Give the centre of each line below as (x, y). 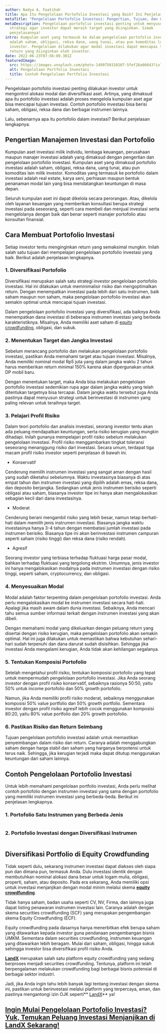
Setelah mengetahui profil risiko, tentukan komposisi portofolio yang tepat (80, 673)
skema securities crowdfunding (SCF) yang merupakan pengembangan (78, 913)
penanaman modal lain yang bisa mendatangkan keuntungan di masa (76, 183)
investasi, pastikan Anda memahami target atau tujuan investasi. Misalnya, (81, 356)
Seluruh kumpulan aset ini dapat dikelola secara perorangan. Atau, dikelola (81, 198)
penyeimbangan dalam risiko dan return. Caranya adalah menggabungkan (81, 743)
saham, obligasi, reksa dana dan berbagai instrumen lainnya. (67, 109)
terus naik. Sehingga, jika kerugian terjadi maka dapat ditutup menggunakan (83, 753)
